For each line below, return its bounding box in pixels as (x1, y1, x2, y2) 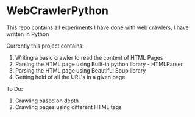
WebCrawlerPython (6, 4, 108, 18)
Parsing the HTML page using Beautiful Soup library (15, 66, 146, 74)
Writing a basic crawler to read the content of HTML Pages (15, 54, 163, 61)
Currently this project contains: (6, 42, 84, 49)
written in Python (6, 30, 49, 37)
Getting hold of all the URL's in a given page (15, 73, 126, 80)
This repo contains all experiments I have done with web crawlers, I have (6, 24, 189, 31)
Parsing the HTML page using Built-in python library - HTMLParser (15, 60, 183, 68)
